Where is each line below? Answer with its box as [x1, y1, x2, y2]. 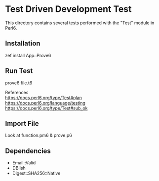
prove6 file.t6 [5, 80, 33, 86]
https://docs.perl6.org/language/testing [5, 100, 85, 106]
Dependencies [5, 146, 51, 155]
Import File [5, 119, 40, 128]
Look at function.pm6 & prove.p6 [5, 132, 73, 139]
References [5, 89, 29, 95]
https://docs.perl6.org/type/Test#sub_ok [5, 105, 88, 111]
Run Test [5, 67, 33, 75]
